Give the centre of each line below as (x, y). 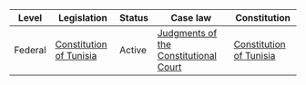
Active (133, 50)
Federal (31, 50)
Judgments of (187, 33)
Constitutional (187, 56)
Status (134, 18)
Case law (191, 18)
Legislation (82, 18)
